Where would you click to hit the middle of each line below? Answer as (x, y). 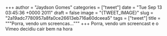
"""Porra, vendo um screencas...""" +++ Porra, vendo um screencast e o (82, 23)
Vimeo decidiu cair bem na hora (39, 29)
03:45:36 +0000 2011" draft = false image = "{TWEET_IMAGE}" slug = (79, 13)
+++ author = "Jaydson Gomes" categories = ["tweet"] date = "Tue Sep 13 (84, 7)
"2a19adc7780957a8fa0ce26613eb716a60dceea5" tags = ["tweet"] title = (83, 18)
